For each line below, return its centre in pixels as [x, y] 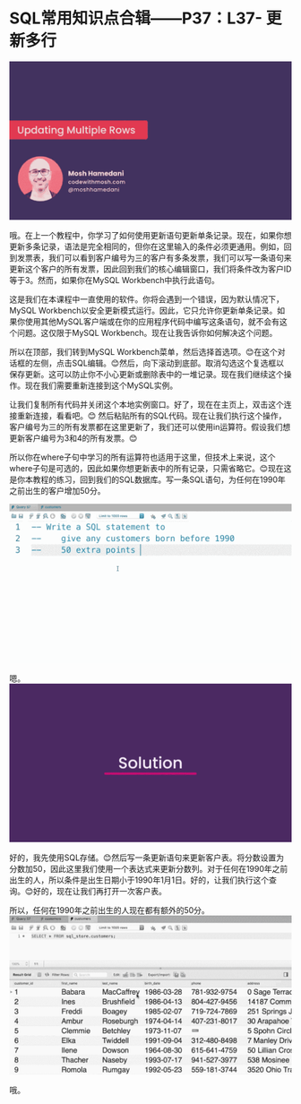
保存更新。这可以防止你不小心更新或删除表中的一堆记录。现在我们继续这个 [146, 375]
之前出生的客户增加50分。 [57, 491]
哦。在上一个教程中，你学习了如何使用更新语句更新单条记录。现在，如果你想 [150, 236]
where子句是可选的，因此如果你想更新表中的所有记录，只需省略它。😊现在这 [150, 469]
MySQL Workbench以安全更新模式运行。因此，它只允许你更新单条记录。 [143, 311]
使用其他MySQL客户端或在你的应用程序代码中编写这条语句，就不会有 [152, 322]
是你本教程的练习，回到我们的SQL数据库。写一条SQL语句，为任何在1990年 [148, 479]
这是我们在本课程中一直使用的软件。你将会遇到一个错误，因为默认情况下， [146, 299]
